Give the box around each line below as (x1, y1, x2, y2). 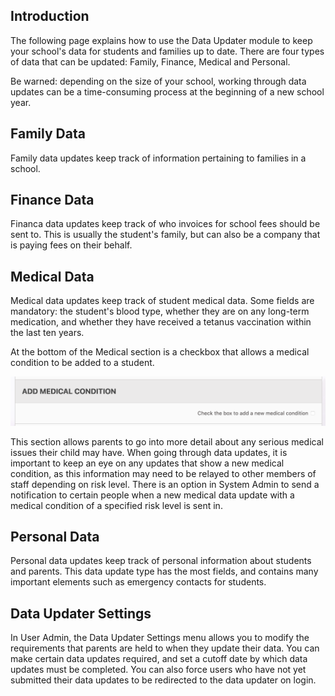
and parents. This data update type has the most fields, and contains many (10, 565, 319, 578)
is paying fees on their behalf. (10, 239, 133, 251)
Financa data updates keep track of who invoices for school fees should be (10, 218, 321, 230)
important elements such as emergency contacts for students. (10, 576, 267, 588)
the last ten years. (10, 327, 85, 339)
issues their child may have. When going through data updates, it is (10, 446, 288, 458)
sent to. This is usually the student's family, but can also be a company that (10, 229, 321, 241)
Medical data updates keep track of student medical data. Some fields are (10, 295, 315, 307)
